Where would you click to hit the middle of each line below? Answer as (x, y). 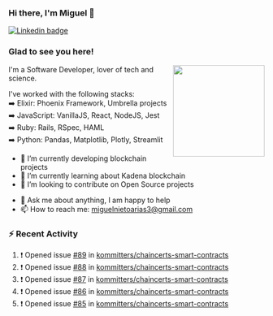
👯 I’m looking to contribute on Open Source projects (107, 184)
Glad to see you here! (51, 52)
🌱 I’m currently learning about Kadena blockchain (103, 175)
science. (23, 78)
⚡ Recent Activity (43, 233)
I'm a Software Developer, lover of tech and (81, 69)
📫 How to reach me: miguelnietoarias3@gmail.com (106, 209)
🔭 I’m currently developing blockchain (83, 158)
